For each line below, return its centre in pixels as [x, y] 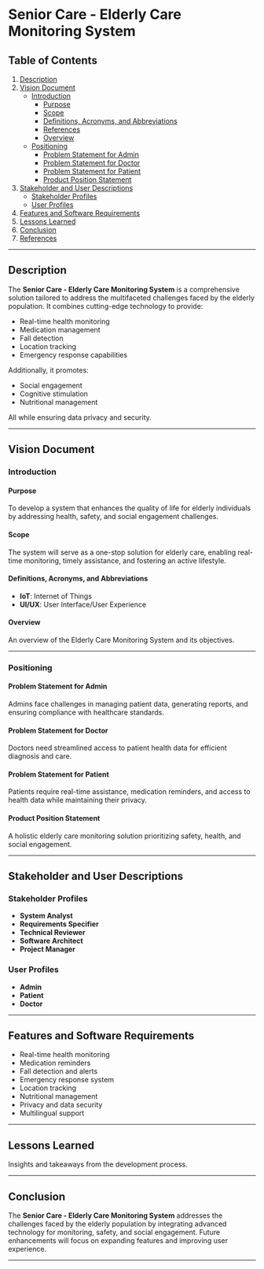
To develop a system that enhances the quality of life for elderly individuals [130, 508]
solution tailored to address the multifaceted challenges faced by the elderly [132, 298]
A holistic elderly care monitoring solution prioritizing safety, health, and [125, 836]
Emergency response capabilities [73, 354]
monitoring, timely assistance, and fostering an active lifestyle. [125, 560]
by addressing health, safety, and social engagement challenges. [113, 517]
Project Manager [48, 949]
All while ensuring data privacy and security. [80, 417]
